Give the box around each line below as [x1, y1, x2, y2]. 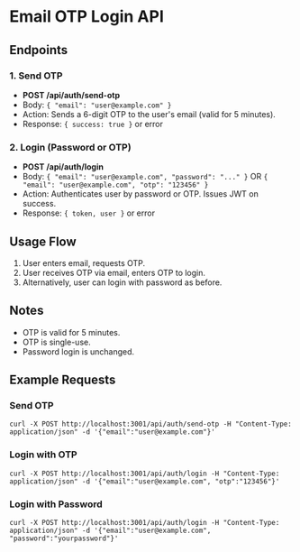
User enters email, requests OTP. [22, 257, 146, 268]
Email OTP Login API [9, 6, 165, 27]
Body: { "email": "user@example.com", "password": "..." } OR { [22, 171, 268, 182]
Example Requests [9, 373, 116, 388]
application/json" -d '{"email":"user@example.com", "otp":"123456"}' [9, 476, 280, 486]
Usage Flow [9, 234, 77, 249]
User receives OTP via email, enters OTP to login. [22, 267, 205, 278]
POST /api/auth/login [22, 161, 104, 172]
